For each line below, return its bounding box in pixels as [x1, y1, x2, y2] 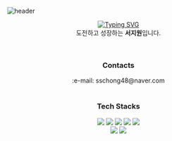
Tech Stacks [97, 102, 140, 111]
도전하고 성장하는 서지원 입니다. [75, 29, 161, 37]
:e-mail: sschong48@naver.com [72, 76, 165, 85]
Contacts [102, 60, 135, 70]
